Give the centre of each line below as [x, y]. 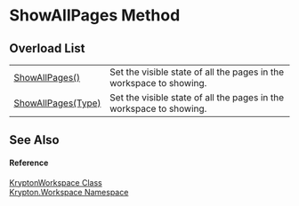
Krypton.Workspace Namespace [69, 192]
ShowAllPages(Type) [57, 103]
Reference [29, 162]
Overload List [47, 48]
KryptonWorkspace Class [56, 182]
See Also [34, 140]
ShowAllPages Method [95, 16]
